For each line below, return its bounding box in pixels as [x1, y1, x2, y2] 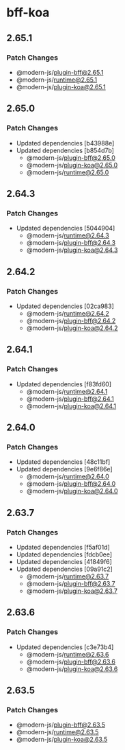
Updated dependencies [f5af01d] [16, 543, 110, 551]
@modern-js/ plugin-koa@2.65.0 [26, 161, 118, 169]
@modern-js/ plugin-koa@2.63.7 [26, 587, 117, 595]
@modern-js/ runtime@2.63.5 [16, 728, 99, 736]
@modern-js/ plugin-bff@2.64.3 [26, 239, 116, 247]
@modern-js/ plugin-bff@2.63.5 [16, 720, 105, 729]
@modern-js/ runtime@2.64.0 [26, 472, 110, 481]
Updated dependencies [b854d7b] [16, 146, 114, 154]
